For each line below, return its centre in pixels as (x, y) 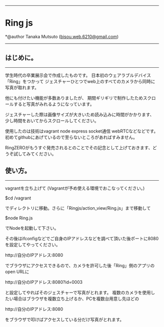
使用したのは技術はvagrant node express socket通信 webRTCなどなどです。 (82, 131)
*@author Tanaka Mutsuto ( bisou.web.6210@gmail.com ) (62, 36)
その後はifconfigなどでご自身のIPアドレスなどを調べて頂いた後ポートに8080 (82, 238)
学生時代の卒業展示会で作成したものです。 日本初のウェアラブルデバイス (78, 75)
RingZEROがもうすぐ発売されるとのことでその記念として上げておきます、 (79, 147)
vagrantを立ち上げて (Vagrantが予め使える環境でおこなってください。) (75, 188)
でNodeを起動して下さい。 (32, 228)
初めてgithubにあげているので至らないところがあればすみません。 (71, 137)
